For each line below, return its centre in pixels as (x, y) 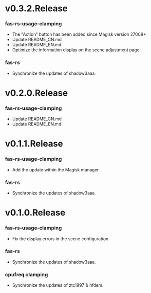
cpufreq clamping (27, 274)
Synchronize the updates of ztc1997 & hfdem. (58, 285)
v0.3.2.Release (37, 9)
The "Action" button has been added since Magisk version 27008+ (79, 34)
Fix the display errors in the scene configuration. (61, 239)
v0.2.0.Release (37, 93)
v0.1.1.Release (34, 144)
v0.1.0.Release (35, 213)
